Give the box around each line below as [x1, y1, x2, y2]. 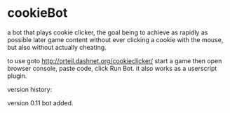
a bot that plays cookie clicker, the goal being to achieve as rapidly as [7, 28, 208, 36]
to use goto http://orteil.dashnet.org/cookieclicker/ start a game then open [7, 56, 222, 65]
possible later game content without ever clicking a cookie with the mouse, [7, 35, 224, 44]
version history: [7, 85, 53, 93]
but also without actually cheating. [7, 43, 107, 51]
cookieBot [7, 5, 68, 21]
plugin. [7, 72, 27, 80]
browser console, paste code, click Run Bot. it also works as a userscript [7, 64, 217, 72]
